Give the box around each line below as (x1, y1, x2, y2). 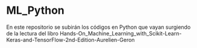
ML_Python (6, 4, 65, 17)
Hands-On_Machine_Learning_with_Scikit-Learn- (60, 29, 182, 37)
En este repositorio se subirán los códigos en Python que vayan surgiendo (6, 23, 191, 31)
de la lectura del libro (6, 29, 59, 37)
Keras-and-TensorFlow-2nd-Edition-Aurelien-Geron (6, 36, 135, 43)
